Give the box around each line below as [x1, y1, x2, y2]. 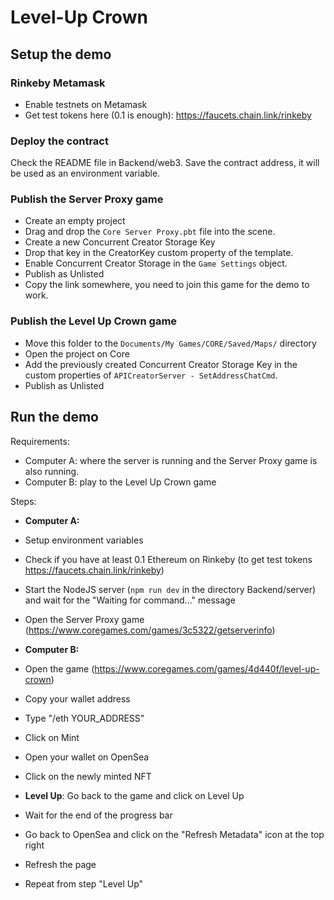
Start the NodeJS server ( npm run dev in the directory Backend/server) [24, 583, 317, 595]
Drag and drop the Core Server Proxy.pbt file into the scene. [24, 226, 276, 238]
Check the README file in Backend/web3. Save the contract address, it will [10, 157, 320, 169]
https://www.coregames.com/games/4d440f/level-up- [94, 662, 320, 675]
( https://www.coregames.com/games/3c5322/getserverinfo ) [24, 624, 276, 636]
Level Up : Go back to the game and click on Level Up [24, 789, 245, 801]
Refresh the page [24, 858, 97, 870]
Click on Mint [24, 731, 80, 743]
